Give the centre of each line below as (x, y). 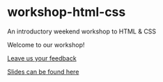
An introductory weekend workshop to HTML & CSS (82, 31)
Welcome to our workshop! (46, 44)
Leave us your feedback (42, 58)
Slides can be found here (43, 72)
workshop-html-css (67, 12)
